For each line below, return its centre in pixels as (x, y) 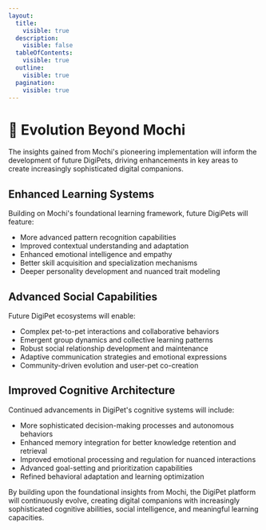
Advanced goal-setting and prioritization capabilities (106, 468)
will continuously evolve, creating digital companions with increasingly (124, 500)
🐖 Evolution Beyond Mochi (97, 130)
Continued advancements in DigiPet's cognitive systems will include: (121, 410)
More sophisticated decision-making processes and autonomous (127, 425)
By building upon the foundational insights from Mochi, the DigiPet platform (132, 492)
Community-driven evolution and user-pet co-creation (109, 365)
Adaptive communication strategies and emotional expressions (123, 356)
